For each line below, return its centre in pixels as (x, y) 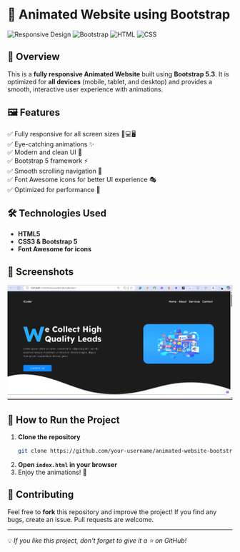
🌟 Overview (34, 57)
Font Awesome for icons (54, 249)
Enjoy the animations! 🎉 (52, 472)
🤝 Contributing (41, 495)
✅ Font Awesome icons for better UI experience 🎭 (82, 179)
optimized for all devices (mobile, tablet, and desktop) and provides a (110, 81)
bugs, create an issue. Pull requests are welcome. (81, 519)
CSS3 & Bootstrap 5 (47, 241)
